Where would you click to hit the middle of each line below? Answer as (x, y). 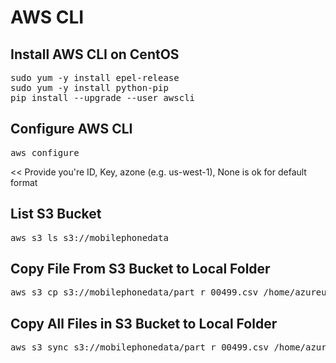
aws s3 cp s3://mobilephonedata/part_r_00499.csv (134, 292)
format (24, 182)
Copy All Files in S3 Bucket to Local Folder (144, 323)
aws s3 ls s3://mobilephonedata (89, 237)
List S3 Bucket (56, 214)
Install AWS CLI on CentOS (95, 54)
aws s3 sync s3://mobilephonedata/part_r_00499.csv (140, 347)
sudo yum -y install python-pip (89, 87)
